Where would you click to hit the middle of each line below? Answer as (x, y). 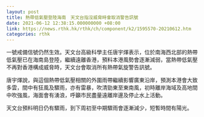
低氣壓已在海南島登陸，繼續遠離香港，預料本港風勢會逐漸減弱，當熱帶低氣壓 (102, 60)
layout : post (23, 12)
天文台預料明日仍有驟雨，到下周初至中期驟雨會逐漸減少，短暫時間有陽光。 (99, 108)
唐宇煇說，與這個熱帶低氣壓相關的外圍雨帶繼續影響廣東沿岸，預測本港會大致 (102, 80)
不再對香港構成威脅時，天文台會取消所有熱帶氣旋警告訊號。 (81, 68)
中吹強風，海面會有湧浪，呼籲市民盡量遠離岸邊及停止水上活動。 (86, 95)
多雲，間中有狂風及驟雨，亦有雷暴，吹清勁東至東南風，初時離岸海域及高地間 (102, 87)
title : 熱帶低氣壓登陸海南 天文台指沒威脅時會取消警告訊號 (72, 17)
